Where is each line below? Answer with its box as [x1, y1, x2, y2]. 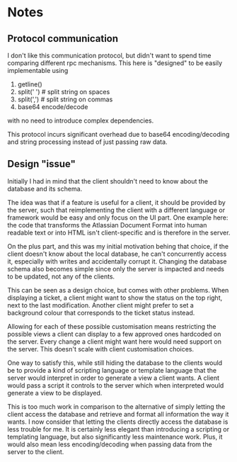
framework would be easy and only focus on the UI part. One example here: [7, 213, 229, 222]
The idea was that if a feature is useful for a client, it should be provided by [7, 198, 226, 206]
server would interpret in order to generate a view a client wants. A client [7, 373, 220, 382]
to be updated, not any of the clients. [7, 272, 115, 281]
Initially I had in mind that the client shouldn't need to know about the [7, 176, 209, 185]
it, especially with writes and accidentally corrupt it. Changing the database [7, 257, 227, 266]
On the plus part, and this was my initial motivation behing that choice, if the [7, 242, 229, 250]
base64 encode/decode [17, 103, 88, 111]
